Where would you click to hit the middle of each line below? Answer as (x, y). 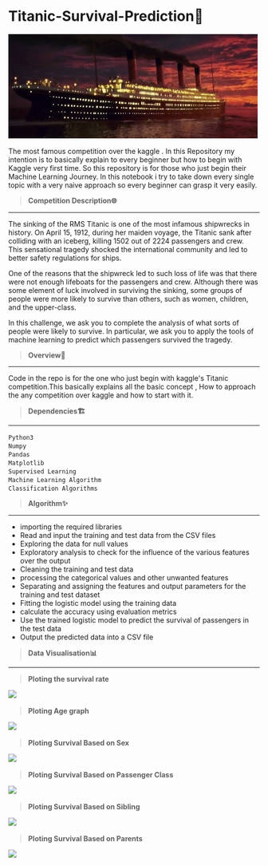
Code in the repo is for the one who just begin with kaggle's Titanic (118, 378)
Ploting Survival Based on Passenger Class (100, 774)
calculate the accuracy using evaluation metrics (98, 611)
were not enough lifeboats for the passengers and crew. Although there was (133, 282)
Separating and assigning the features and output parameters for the (133, 586)
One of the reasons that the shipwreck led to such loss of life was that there (133, 273)
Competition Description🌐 (72, 200)
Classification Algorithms (53, 488)
